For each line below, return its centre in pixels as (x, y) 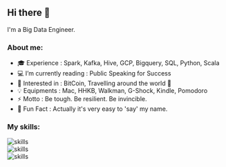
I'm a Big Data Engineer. (41, 29)
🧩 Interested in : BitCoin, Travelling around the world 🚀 (94, 83)
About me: (25, 47)
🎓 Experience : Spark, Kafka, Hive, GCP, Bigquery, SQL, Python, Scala (118, 63)
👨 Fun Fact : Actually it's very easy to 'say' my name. (92, 109)
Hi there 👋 (29, 13)
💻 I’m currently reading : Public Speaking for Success (94, 73)
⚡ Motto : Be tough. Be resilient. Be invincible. (82, 99)
